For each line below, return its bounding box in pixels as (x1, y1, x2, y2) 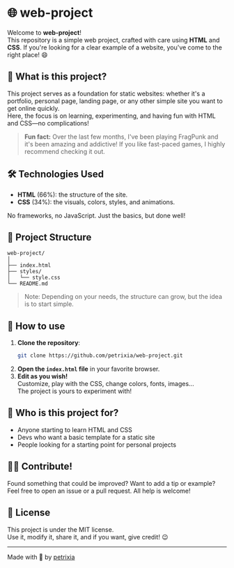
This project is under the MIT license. (7, 525, 114, 534)
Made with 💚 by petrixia (7, 553, 75, 561)
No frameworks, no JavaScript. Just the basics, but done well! (7, 211, 186, 220)
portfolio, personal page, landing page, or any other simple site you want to (7, 96, 223, 105)
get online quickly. (7, 104, 60, 112)
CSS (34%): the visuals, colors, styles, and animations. (17, 197, 175, 206)
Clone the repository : (17, 339, 81, 347)
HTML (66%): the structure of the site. (17, 190, 128, 199)
